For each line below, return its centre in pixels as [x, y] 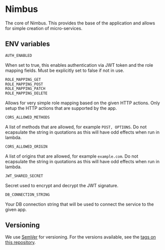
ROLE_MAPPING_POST [24, 84]
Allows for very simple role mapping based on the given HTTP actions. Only [82, 103]
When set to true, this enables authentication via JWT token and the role [79, 65]
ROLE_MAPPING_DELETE [27, 93]
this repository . [21, 243]
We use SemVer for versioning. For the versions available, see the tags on [81, 237]
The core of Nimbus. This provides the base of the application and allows [80, 23]
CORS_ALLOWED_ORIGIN [27, 147]
